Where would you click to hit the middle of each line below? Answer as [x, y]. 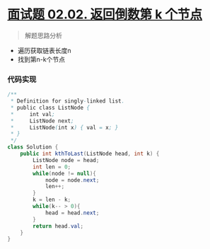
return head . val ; [58, 226]
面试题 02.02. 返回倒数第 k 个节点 [105, 15]
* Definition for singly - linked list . [68, 101]
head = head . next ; [72, 213]
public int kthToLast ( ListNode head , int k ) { [90, 154]
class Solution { [33, 147]
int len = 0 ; [52, 167]
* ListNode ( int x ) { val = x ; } [64, 127]
